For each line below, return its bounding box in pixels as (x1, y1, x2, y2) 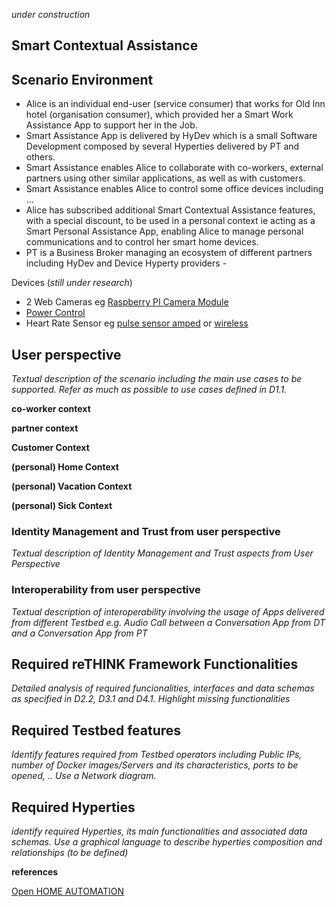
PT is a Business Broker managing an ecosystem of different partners (25, 247, 313, 259)
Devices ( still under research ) (11, 277, 133, 289)
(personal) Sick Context (11, 500, 113, 512)
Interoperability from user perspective (11, 583, 201, 597)
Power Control (25, 307, 86, 319)
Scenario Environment (11, 71, 154, 88)
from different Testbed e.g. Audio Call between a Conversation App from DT (11, 616, 326, 628)
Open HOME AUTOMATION (11, 885, 125, 898)
